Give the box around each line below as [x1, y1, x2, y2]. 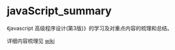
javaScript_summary [7, 4, 112, 18]
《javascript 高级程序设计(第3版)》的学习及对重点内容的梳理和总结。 [7, 24, 173, 32]
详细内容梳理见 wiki [7, 37, 55, 44]
